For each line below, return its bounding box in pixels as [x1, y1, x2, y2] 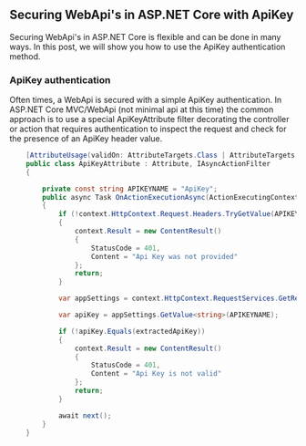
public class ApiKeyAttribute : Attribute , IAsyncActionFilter [25, 159, 271, 168]
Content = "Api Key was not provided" [90, 252, 239, 261]
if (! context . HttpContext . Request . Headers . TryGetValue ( [57, 210, 275, 219]
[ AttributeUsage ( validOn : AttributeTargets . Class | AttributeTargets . [25, 150, 300, 161]
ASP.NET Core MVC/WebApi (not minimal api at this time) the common [9, 104, 274, 115]
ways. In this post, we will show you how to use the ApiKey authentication [9, 41, 286, 52]
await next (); [57, 410, 112, 420]
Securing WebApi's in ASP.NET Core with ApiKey [9, 7, 294, 23]
